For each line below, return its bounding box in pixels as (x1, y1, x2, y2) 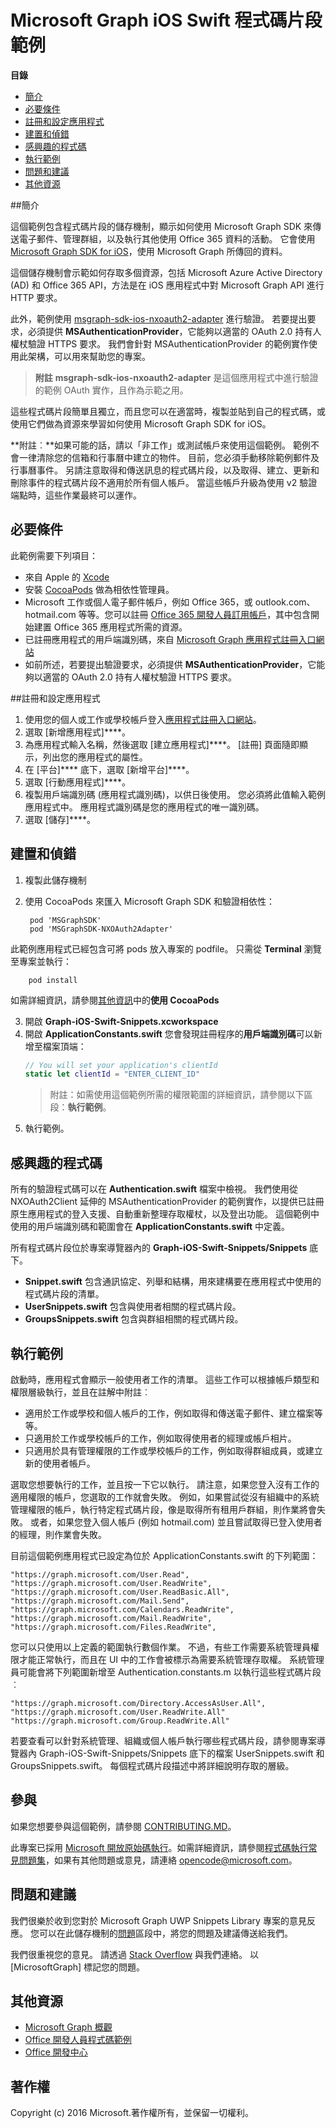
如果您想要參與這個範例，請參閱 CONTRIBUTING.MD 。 (10, 1820, 237, 1832)
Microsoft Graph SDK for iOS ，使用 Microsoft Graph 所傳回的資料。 (10, 245, 288, 257)
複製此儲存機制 (24, 874, 87, 886)
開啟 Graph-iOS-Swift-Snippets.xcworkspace (24, 1015, 219, 1027)
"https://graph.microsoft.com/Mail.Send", (10, 1596, 190, 1606)
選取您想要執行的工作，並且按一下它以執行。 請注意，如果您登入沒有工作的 (10, 1478, 320, 1490)
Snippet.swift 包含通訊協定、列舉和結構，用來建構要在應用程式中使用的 (24, 1276, 322, 1288)
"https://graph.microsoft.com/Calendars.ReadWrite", (10, 1604, 235, 1615)
